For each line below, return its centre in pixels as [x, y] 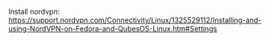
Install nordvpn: [34, 12]
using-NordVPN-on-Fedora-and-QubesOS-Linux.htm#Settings [113, 29]
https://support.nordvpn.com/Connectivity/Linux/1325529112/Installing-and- [135, 20]
